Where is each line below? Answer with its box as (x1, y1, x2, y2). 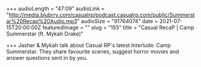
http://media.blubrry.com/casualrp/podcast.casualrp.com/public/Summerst (8, 11, 195, 18)
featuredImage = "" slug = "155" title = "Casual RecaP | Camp (42, 24, 194, 31)
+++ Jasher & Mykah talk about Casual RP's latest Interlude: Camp (6, 42, 171, 49)
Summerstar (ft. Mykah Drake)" (6, 30, 84, 37)
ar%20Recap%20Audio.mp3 (6, 18, 77, 24)
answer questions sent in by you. (6, 55, 88, 61)
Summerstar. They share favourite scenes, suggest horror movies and (6, 48, 179, 55)
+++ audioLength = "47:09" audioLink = (6, 5, 105, 12)
